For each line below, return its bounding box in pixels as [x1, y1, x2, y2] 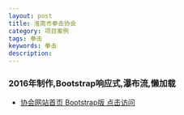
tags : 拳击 [8, 34, 43, 43]
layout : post [8, 11, 53, 20]
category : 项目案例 [8, 27, 70, 35]
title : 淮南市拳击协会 [8, 19, 77, 28]
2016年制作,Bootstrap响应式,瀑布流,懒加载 [8, 78, 176, 89]
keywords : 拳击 [8, 42, 58, 50]
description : [8, 49, 53, 57]
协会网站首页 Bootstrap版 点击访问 [19, 98, 135, 108]
